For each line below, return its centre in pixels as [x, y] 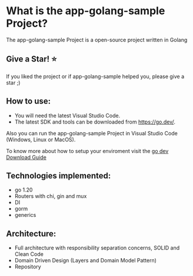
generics [25, 215]
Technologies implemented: [59, 176]
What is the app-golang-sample [86, 11]
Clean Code [29, 254]
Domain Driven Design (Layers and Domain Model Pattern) [86, 261]
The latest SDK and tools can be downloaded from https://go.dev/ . [95, 122]
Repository [28, 267]
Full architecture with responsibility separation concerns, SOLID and [97, 248]
